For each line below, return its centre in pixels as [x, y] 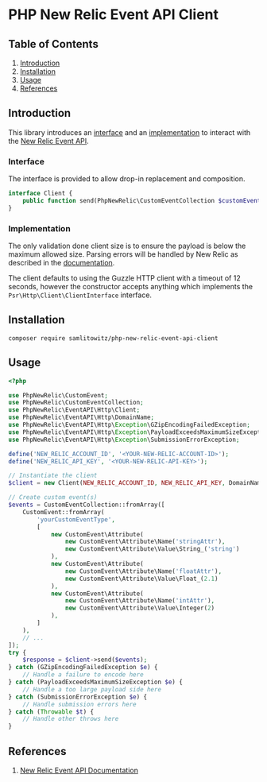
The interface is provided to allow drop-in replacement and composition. [127, 179]
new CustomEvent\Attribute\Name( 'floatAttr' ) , [143, 571]
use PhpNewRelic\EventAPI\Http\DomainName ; [81, 418]
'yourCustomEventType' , [76, 519]
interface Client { [41, 194]
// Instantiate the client [53, 476]
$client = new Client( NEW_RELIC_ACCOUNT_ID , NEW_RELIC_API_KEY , [117, 483]
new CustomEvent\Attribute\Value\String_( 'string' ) [152, 549]
